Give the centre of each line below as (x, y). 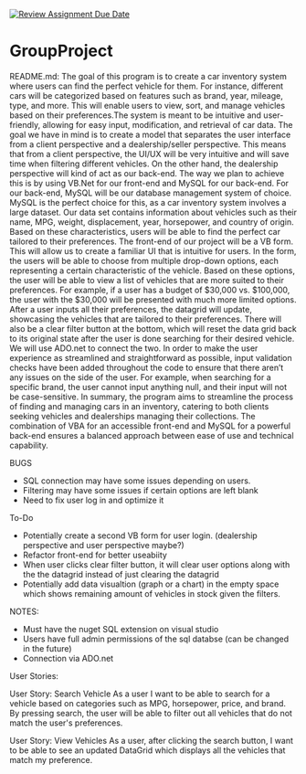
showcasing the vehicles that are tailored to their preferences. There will (145, 319)
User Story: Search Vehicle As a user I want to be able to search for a (140, 694)
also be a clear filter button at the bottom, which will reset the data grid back (153, 328)
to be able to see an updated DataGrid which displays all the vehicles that (148, 750)
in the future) (47, 648)
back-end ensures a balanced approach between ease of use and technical (152, 435)
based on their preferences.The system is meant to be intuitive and (136, 115)
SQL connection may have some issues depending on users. (137, 481)
